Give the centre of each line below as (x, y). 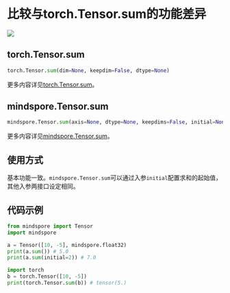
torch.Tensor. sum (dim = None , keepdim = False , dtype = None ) (88, 70)
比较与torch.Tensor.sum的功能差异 (107, 14)
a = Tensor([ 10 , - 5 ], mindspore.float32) (67, 245)
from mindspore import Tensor (50, 226)
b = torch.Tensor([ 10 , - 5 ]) (47, 277)
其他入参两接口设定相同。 (43, 187)
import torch (26, 270)
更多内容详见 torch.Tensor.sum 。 (53, 84)
